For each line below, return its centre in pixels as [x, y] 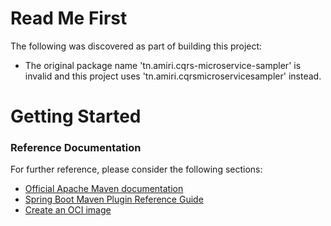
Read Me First [69, 18]
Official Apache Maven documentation [104, 189]
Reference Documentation [76, 148]
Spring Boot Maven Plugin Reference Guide [114, 199]
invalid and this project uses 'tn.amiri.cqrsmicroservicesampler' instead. [173, 76]
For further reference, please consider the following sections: [136, 169]
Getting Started [76, 116]
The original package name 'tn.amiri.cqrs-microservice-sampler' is [163, 65]
